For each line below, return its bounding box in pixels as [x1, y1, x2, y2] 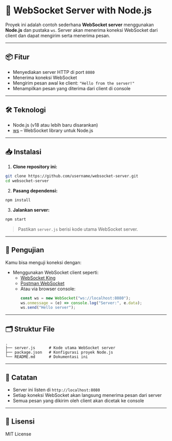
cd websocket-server [5, 178, 50, 184]
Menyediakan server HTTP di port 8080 [12, 69, 95, 75]
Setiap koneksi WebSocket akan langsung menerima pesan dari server [12, 392, 162, 398]
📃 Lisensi [5, 417, 35, 426]
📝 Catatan [5, 373, 37, 382]
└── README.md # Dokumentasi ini [5, 354, 88, 359]
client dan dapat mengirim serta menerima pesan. [5, 32, 111, 38]
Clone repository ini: [12, 164, 57, 170]
